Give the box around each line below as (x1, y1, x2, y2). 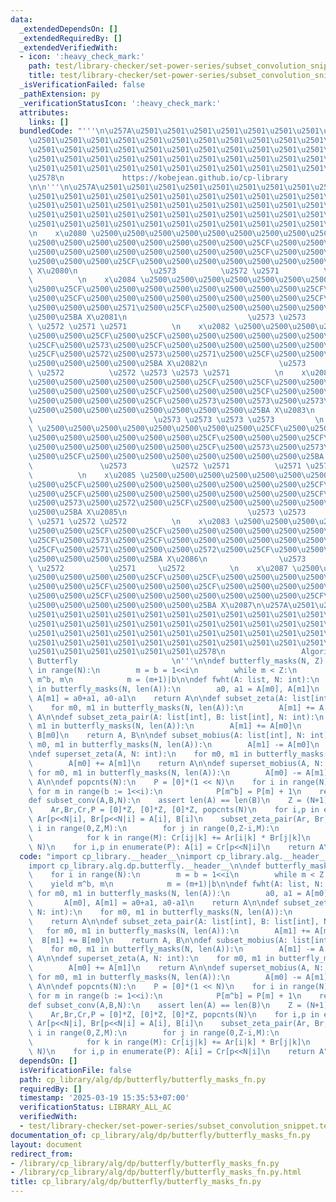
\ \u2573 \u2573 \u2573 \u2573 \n (28, 414, 325, 425)
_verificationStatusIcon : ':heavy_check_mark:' (19, 98, 222, 108)
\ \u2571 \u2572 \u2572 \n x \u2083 (28, 517, 230, 527)
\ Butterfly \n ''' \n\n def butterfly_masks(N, (28, 656, 311, 666)
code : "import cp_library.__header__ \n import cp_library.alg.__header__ (19, 851, 329, 861)
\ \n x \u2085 (28, 470, 137, 480)
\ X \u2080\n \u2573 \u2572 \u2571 (28, 266, 280, 276)
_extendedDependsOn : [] (19, 24, 118, 34)
